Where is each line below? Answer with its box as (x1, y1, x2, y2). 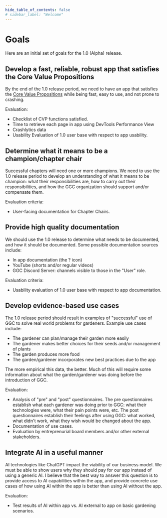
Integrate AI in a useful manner (5, 448, 103, 457)
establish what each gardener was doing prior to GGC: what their (12, 402, 146, 408)
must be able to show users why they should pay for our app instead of (5, 467, 152, 473)
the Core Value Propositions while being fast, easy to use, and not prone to (5, 91, 159, 97)
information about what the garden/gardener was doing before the (5, 371, 142, 377)
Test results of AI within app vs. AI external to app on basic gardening (12, 502, 156, 508)
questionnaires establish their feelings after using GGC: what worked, (12, 412, 156, 418)
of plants (12, 346, 31, 352)
